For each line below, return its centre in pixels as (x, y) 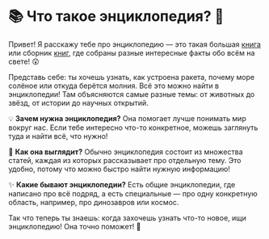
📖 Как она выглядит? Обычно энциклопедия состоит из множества (126, 152)
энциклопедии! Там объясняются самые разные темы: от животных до (132, 94)
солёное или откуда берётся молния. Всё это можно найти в (114, 86)
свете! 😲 (24, 61)
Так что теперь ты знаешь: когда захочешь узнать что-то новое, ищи (127, 218)
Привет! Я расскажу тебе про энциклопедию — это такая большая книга (134, 44)
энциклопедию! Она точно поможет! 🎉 (75, 226)
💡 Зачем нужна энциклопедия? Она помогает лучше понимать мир (127, 118)
